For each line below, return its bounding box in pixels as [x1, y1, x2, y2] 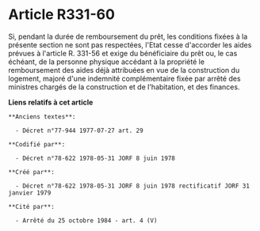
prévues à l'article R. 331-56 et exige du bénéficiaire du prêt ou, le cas [8, 48, 238, 58]
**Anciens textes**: [8, 112, 77, 120]
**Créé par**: [8, 168, 55, 176]
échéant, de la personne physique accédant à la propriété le [8, 57, 205, 66]
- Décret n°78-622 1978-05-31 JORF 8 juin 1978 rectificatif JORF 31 [15, 182, 250, 190]
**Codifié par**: [8, 140, 66, 148]
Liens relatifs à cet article [8, 97, 94, 107]
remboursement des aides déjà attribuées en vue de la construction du [8, 65, 240, 74]
